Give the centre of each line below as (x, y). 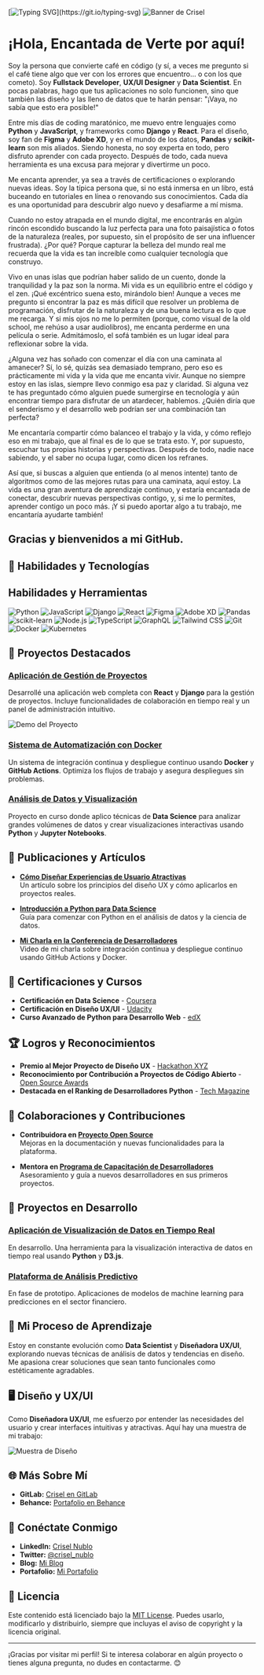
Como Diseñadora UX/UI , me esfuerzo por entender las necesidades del (126, 1419)
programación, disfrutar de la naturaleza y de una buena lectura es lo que (127, 310)
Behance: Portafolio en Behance (72, 1503)
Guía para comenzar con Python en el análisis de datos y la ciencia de (133, 916)
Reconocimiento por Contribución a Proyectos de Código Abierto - (130, 1074)
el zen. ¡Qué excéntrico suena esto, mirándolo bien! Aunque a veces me (125, 293)
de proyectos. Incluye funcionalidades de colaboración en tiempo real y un (129, 701)
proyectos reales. (48, 893)
